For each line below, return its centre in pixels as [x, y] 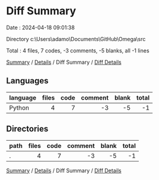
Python [19, 107]
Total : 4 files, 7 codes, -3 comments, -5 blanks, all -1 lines [78, 50]
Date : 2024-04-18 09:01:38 [40, 27]
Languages [27, 81]
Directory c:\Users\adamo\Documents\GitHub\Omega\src [76, 39]
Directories [27, 129]
